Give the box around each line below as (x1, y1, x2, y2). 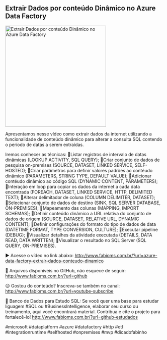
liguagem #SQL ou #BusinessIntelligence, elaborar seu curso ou (5, 303, 138, 309)
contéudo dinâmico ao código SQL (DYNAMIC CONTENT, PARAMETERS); (5, 178, 158, 184)
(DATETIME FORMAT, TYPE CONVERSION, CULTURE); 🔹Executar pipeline (5, 226, 158, 232)
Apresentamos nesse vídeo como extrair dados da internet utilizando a (5, 131, 152, 137)
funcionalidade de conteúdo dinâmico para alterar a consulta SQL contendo (5, 136, 162, 142)
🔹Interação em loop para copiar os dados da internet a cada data (5, 183, 140, 189)
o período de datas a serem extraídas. (5, 141, 84, 148)
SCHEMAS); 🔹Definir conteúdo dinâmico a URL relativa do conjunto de (5, 210, 152, 216)
